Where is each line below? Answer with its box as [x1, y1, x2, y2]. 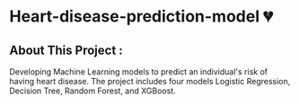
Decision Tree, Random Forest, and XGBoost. [9, 85, 177, 96]
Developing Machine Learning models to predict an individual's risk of [9, 66, 268, 77]
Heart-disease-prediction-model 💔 [9, 6, 273, 27]
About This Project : [9, 42, 123, 57]
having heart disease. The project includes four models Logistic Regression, [9, 76, 291, 86]
